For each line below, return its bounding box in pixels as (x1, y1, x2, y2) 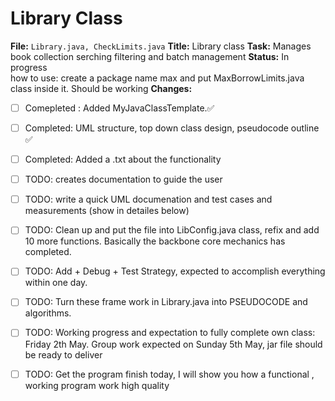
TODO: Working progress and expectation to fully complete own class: (24, 327, 316, 339)
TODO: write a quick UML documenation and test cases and (24, 193, 273, 206)
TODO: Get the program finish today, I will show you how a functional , (24, 368, 315, 380)
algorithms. (24, 307, 72, 319)
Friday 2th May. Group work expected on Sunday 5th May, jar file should (24, 338, 323, 350)
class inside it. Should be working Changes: (10, 82, 193, 94)
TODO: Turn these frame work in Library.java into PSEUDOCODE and (24, 296, 308, 308)
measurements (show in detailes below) (24, 205, 190, 217)
